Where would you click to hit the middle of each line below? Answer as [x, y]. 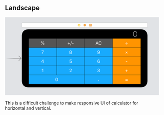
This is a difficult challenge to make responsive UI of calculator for [72, 103]
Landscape [22, 8]
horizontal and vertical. [28, 108]
